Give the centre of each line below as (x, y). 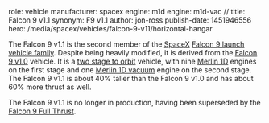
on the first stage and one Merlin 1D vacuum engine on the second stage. (130, 70)
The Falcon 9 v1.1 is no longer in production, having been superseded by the (134, 102)
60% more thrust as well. (50, 87)
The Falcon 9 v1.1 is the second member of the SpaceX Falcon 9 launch (126, 44)
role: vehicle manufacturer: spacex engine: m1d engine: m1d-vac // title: (127, 12)
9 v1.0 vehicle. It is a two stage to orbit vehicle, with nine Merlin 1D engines (132, 61)
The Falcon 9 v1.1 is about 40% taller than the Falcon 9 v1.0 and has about (131, 78)
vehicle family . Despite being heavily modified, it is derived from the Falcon (133, 53)
